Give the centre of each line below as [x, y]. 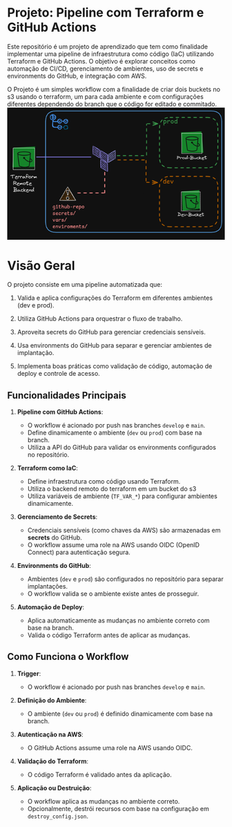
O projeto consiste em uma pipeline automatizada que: [85, 285]
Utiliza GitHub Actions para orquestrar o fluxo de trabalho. [100, 319]
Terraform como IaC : [47, 468]
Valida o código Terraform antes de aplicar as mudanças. [109, 635]
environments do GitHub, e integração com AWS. [77, 76]
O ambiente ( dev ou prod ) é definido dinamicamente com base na [120, 714]
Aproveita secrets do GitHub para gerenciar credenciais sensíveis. [111, 332]
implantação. [36, 353]
